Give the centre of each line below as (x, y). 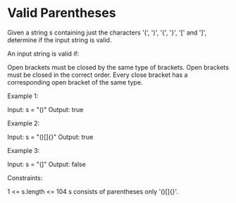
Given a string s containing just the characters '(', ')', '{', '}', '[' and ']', (107, 32)
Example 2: (24, 123)
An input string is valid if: (43, 54)
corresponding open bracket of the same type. (75, 82)
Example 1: (23, 96)
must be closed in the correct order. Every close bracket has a (98, 75)
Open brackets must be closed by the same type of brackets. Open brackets (118, 67)
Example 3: (24, 150)
